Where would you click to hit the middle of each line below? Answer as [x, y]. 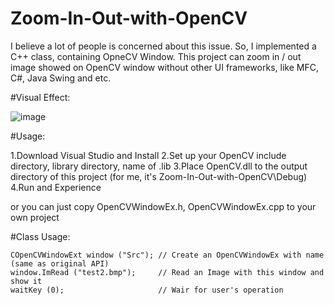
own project [35, 217]
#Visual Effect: [40, 97]
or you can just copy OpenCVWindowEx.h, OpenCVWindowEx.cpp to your [163, 206]
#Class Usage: [40, 236]
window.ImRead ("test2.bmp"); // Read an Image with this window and [167, 272]
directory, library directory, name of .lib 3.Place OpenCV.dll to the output [159, 166]
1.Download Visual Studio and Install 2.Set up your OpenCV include [148, 155]
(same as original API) [60, 263]
